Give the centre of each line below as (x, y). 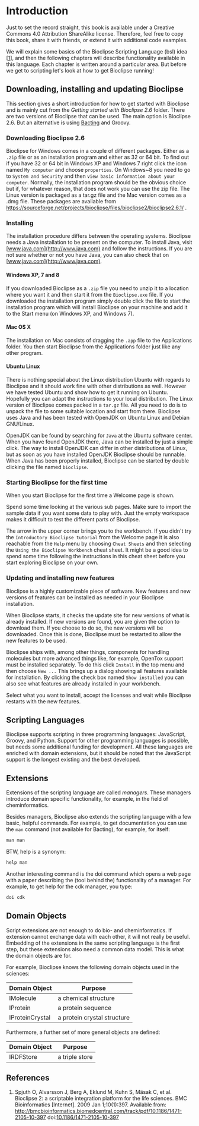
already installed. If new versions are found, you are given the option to (93, 621)
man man (16, 840)
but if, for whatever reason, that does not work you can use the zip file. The (98, 189)
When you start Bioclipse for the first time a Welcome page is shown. (90, 495)
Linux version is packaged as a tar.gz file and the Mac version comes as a (96, 195)
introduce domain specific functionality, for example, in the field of (87, 799)
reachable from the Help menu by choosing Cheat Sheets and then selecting (99, 544)
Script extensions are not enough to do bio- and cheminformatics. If (89, 930)
